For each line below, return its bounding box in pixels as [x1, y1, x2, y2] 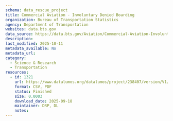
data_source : [5, 31, 33, 37]
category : [5, 55, 27, 61]
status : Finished [14, 89, 52, 94]
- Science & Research [10, 60, 57, 65]
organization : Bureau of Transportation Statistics [5, 17, 118, 22]
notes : [14, 108, 29, 113]
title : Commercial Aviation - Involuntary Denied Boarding [5, 12, 135, 18]
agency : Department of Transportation [5, 22, 89, 27]
